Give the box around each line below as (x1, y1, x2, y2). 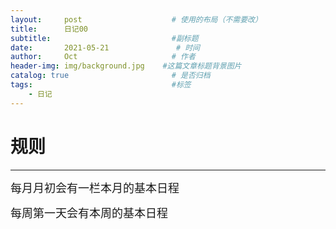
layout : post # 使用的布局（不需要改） (10, 14, 263, 25)
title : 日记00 (10, 24, 89, 34)
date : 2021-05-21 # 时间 (10, 42, 200, 53)
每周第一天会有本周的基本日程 (10, 206, 168, 220)
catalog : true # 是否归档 (10, 71, 211, 81)
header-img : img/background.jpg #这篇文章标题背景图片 (10, 61, 242, 71)
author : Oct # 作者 (10, 52, 196, 62)
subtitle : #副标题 (10, 33, 199, 43)
